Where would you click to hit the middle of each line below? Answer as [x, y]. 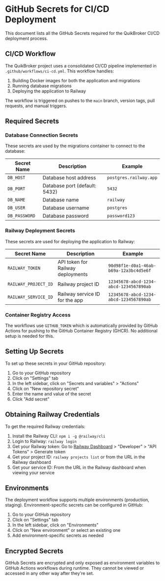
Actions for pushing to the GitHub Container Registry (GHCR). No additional [82, 331]
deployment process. [27, 38]
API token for [73, 262]
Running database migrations [42, 86]
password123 [121, 216]
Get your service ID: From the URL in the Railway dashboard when [79, 467]
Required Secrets [32, 121]
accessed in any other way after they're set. [50, 573]
